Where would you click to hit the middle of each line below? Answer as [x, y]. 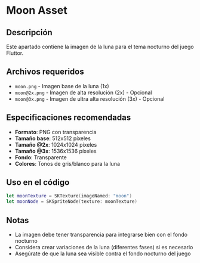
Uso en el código [38, 182]
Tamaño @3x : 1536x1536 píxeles [56, 151]
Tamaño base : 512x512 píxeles [53, 138]
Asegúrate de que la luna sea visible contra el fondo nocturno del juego [103, 253]
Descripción [29, 33]
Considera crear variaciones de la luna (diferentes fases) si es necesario [104, 247]
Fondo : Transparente [41, 157]
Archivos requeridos [45, 72]
